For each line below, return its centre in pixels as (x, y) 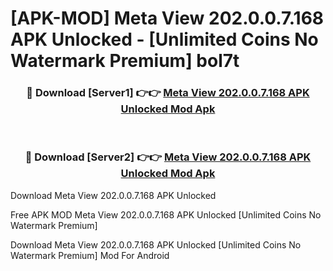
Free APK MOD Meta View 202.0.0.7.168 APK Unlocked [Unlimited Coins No (166, 214)
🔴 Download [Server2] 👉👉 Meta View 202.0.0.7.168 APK (168, 157)
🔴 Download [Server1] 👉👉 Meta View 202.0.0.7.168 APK (168, 93)
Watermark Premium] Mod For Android (90, 255)
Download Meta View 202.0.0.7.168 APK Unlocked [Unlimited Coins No (156, 244)
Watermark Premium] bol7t (125, 61)
